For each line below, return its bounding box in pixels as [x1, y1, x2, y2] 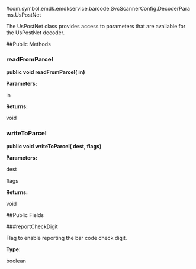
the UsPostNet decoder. [6, 29, 65, 36]
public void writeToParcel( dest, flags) [6, 142, 102, 150]
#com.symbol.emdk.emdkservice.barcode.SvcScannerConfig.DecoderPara [6, 5, 191, 12]
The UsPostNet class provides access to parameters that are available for [6, 23, 186, 30]
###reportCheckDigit [6, 223, 58, 230]
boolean [6, 257, 27, 264]
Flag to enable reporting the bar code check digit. [6, 234, 127, 241]
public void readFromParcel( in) [6, 69, 85, 76]
